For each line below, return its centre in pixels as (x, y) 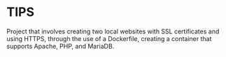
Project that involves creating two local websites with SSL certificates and (113, 31)
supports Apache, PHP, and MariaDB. (61, 46)
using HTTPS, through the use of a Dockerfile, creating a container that (109, 38)
